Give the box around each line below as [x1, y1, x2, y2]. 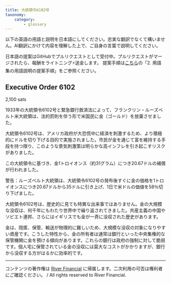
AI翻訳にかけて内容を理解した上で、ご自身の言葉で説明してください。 [14, 43, 161, 49]
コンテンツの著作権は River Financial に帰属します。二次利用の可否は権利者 [5, 266, 163, 272]
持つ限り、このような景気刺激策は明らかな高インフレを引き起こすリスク [14, 143, 165, 149]
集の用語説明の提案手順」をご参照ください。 [5, 68, 99, 74]
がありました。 [5, 150, 37, 156]
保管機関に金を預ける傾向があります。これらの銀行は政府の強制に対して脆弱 [5, 237, 165, 243]
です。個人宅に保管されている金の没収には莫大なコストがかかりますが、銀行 [5, 244, 165, 250]
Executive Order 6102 [5, 82, 75, 92]
